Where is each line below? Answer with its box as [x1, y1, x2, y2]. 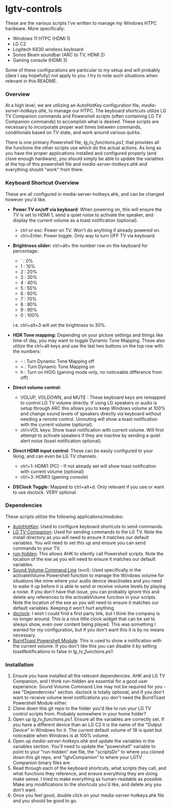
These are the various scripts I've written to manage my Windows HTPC [5, 20, 157, 26]
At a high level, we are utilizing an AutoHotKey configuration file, [5, 102, 140, 108]
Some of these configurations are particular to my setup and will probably [5, 67, 160, 73]
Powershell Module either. [12, 700, 68, 706]
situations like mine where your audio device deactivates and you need [12, 577, 162, 583]
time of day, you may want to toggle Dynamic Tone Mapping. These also [12, 337, 165, 343]
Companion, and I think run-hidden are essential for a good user [12, 678, 148, 684]
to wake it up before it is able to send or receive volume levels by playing [12, 583, 166, 589]
